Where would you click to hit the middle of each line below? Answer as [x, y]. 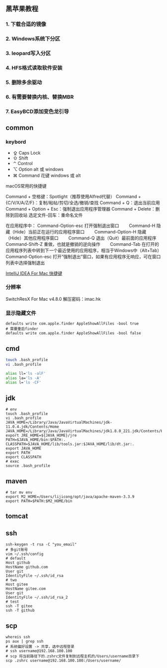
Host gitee [17, 584]
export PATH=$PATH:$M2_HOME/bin [39, 501]
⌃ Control [23, 163]
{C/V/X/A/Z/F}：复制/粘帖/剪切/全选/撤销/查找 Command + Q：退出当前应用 [83, 203]
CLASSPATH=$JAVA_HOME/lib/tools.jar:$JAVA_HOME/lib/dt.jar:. [70, 444]
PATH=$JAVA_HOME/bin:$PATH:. [36, 440]
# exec [12, 462]
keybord [16, 142]
